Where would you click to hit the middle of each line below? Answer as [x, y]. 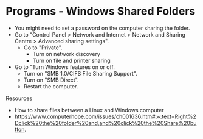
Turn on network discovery [67, 54]
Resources [19, 98]
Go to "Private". [43, 48]
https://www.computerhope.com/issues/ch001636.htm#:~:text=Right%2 [105, 116]
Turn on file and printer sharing [71, 60]
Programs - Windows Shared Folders [101, 11]
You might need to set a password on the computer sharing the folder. [102, 28]
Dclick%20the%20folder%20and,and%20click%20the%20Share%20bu [105, 123]
